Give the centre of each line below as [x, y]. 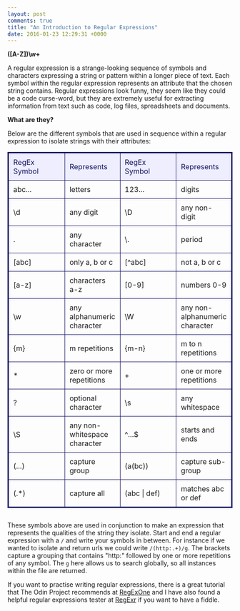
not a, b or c [201, 263]
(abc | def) [142, 493]
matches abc [203, 489]
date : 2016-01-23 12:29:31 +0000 [57, 34]
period [192, 240]
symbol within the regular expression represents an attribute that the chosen [120, 84]
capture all [87, 493]
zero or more [91, 371]
